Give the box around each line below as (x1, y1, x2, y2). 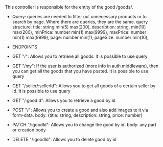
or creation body (12, 127, 46, 133)
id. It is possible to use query (12, 88, 71, 94)
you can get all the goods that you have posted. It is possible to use (12, 68, 148, 74)
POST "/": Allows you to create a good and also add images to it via (12, 107, 148, 113)
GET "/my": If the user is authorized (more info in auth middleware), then (12, 63, 159, 69)
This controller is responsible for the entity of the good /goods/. (5, 4, 133, 10)
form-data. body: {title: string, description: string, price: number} (12, 112, 143, 118)
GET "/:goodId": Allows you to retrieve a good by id (12, 98, 116, 103)
